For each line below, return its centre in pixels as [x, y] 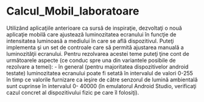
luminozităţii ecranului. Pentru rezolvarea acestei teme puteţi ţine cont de [98, 53]
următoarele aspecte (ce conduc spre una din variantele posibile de [91, 60]
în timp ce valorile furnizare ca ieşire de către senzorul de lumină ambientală [102, 80]
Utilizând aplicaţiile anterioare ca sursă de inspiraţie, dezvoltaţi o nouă [94, 28]
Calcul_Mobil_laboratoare [73, 11]
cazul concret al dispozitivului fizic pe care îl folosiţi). [73, 92]
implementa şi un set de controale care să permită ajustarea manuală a [95, 47]
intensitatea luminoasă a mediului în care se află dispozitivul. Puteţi [90, 41]
